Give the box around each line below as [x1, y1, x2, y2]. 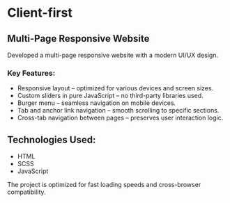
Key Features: [7, 68, 56, 78]
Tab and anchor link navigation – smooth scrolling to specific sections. [17, 106, 220, 115]
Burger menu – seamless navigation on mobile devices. [17, 99, 176, 107]
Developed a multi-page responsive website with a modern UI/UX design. [7, 51, 219, 59]
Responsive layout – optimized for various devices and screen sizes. [17, 84, 214, 92]
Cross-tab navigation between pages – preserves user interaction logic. [17, 113, 224, 122]
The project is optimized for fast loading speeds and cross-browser [7, 181, 201, 189]
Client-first [7, 5, 73, 21]
